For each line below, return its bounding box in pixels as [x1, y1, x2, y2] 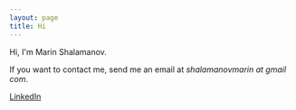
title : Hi [9, 22, 47, 31]
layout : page [9, 13, 59, 23]
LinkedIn [9, 91, 42, 102]
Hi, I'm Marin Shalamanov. [9, 46, 107, 57]
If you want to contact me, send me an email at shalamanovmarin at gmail [9, 64, 287, 75]
